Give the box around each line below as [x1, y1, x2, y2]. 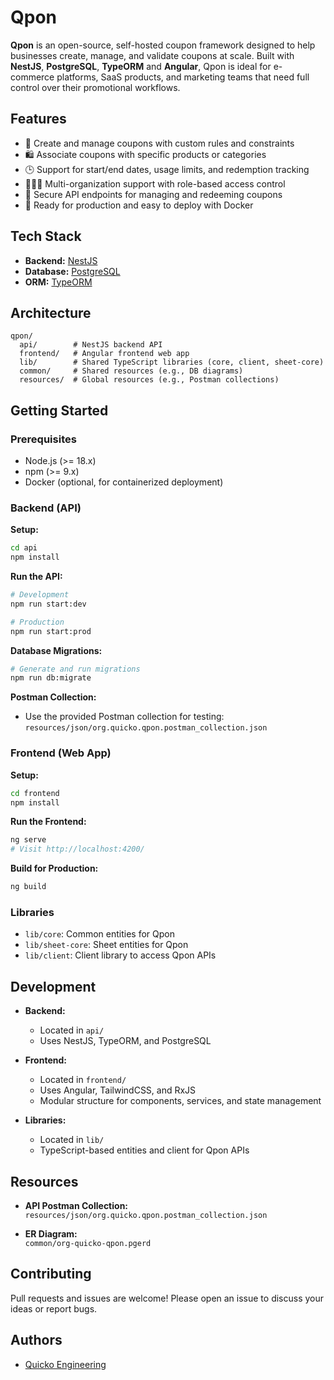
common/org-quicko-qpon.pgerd [24, 1238, 152, 1248]
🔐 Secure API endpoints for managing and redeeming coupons [24, 188, 283, 200]
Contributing [10, 1266, 92, 1283]
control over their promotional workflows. [10, 81, 181, 93]
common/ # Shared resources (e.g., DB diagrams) [19, 366, 244, 376]
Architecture [10, 304, 92, 321]
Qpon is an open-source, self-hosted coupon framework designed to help [10, 39, 316, 51]
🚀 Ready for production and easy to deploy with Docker [24, 199, 254, 211]
